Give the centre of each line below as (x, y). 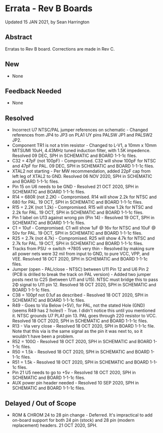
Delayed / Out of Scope (41, 403)
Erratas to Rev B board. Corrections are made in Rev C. (60, 49)
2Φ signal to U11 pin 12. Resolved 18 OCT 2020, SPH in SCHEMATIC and (84, 285)
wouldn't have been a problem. (43, 336)
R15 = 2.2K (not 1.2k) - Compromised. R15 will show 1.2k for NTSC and (82, 208)
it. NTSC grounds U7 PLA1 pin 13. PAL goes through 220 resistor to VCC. (84, 316)
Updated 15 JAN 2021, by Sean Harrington (47, 22)
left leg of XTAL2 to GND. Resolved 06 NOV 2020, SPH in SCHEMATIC (82, 176)
